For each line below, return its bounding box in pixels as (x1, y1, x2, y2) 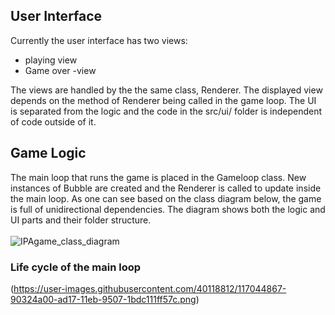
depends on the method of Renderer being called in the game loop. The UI (10, 94, 317, 106)
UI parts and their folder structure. (10, 214, 152, 226)
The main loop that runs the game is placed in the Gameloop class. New (10, 171, 307, 183)
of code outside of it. (10, 115, 97, 128)
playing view (24, 54, 78, 66)
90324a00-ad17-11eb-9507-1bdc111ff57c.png (10, 293, 197, 305)
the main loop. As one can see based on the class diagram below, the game (10, 192, 322, 204)
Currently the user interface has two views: (10, 34, 188, 46)
